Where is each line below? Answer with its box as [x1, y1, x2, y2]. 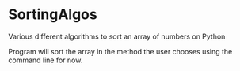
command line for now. [8, 55, 83, 65]
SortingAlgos [8, 6, 97, 24]
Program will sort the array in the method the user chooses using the [8, 47, 233, 56]
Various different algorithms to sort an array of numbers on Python [8, 32, 226, 41]
